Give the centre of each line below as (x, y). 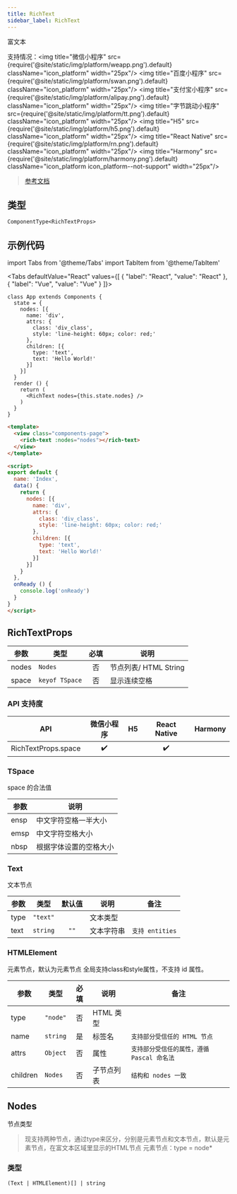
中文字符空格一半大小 (72, 821)
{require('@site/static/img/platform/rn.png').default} (83, 144)
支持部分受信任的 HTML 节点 (172, 1036)
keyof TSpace (60, 680)
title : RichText (31, 14)
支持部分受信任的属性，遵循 (170, 1049)
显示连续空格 (131, 681)
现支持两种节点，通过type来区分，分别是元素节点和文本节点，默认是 (124, 1139)
